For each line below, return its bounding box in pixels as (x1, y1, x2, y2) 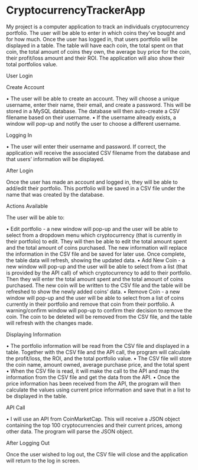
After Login (6, 167, 34, 174)
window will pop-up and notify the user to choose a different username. (6, 120, 181, 127)
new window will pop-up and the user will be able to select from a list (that (6, 263, 188, 270)
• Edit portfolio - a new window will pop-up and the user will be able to (6, 225, 178, 232)
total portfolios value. (6, 60, 58, 68)
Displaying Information (6, 331, 61, 338)
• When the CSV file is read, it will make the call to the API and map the (6, 367, 179, 374)
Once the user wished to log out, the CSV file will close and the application (6, 451, 188, 458)
